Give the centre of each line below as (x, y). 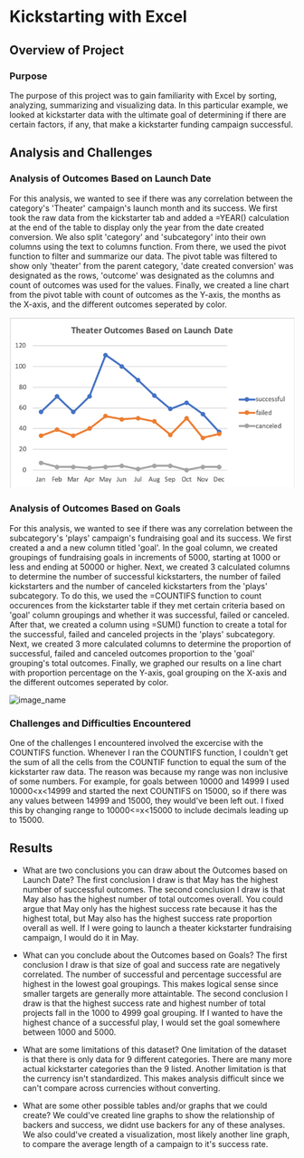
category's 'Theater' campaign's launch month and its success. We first (143, 208)
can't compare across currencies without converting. (121, 1087)
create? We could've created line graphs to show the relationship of (148, 1115)
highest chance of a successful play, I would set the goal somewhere (151, 1022)
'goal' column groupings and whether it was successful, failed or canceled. (149, 615)
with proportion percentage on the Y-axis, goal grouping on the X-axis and (148, 673)
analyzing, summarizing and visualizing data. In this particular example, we (149, 105)
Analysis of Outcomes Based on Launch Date (110, 178)
